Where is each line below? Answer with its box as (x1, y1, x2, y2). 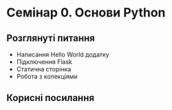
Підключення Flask (16, 58, 73, 66)
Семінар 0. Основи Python (6, 5, 166, 21)
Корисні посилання (6, 92, 94, 104)
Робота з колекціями (16, 72, 78, 80)
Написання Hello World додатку (16, 50, 109, 58)
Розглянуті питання (6, 32, 96, 44)
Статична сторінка (16, 65, 72, 73)
